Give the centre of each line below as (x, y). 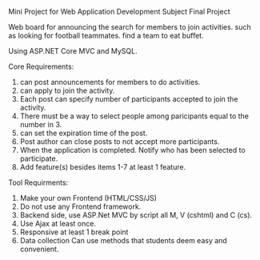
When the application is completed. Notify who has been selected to (132, 150)
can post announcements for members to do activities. (110, 82)
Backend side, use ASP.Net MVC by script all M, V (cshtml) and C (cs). (136, 215)
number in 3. (41, 124)
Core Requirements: (41, 66)
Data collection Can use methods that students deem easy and (124, 240)
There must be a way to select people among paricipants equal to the (134, 116)
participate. (39, 158)
